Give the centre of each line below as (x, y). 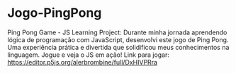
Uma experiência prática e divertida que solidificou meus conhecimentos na (118, 47)
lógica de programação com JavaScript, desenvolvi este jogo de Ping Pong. (118, 39)
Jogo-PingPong (55, 13)
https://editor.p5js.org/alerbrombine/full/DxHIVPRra (83, 62)
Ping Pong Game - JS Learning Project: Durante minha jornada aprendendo (117, 32)
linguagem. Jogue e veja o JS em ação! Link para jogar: (89, 55)
